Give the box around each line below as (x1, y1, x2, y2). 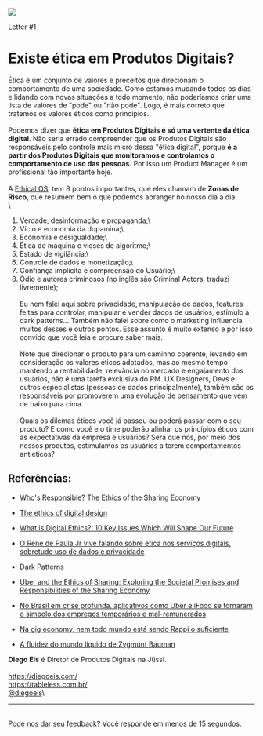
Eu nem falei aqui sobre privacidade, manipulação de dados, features (19, 299, 243, 308)
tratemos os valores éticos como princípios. (8, 108, 150, 118)
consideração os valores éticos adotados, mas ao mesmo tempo (19, 357, 229, 366)
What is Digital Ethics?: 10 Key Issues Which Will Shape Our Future (19, 523, 234, 533)
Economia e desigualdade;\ (19, 232, 108, 242)
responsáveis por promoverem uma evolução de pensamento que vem (19, 391, 248, 400)
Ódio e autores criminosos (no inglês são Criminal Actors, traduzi (19, 274, 229, 283)
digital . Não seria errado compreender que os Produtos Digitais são (8, 133, 227, 143)
